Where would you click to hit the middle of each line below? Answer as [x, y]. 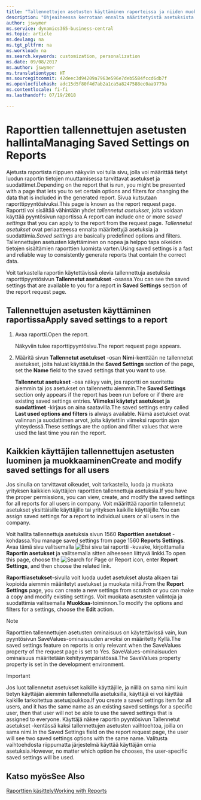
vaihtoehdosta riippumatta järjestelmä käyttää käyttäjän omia [81, 745]
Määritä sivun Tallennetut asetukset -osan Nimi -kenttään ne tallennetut [104, 357]
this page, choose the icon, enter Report [92, 559]
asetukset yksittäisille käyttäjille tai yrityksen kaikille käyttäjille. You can [93, 510]
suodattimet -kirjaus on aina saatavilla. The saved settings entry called [102, 407]
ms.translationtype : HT [36, 73]
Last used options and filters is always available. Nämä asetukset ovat [102, 413]
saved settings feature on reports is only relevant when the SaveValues [94, 645]
